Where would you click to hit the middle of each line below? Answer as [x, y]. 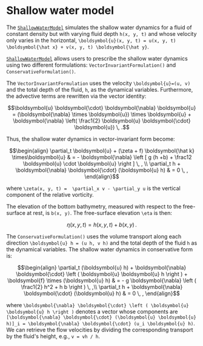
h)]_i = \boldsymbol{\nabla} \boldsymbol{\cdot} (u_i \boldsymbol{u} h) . [101, 323]
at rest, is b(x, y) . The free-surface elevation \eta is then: [100, 212]
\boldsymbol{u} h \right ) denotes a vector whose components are [92, 311]
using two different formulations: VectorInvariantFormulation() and [91, 65]
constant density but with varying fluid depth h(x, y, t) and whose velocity [101, 33]
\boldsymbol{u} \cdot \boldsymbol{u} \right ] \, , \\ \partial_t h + [102, 163]
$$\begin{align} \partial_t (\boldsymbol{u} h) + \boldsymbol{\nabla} [102, 267]
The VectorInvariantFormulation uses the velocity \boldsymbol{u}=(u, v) [98, 83]
